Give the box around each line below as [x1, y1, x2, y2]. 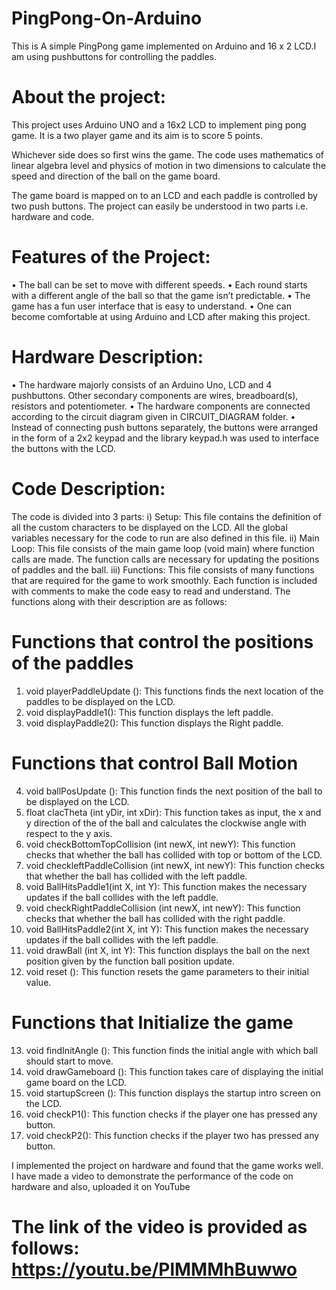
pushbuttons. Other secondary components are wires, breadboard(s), [11, 389, 299, 401]
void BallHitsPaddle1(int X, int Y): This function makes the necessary [25, 880, 308, 892]
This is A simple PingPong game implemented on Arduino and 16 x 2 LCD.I [11, 40, 317, 52]
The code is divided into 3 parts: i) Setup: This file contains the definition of [11, 510, 322, 522]
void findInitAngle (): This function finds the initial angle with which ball [25, 1044, 319, 1056]
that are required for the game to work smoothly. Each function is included [11, 574, 318, 586]
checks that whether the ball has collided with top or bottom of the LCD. [25, 848, 323, 861]
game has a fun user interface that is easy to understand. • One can [11, 300, 292, 312]
